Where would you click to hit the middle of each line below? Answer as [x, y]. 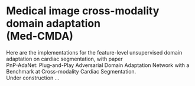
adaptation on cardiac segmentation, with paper [64, 59]
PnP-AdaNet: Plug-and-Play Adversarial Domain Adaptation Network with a [98, 65]
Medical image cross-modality [83, 11]
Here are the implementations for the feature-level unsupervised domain [94, 52]
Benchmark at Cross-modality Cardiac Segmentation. [71, 71]
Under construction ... [33, 78]
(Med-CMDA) [40, 36]
